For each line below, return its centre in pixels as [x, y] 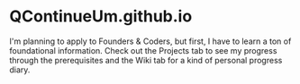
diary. [20, 70]
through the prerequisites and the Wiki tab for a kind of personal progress [146, 60]
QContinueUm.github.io [101, 17]
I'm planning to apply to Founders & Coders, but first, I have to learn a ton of [150, 41]
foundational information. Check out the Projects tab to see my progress [143, 50]
